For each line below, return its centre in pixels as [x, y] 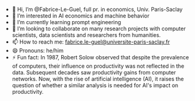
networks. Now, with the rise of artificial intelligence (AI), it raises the [98, 79]
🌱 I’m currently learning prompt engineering [66, 22]
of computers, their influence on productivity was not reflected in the [98, 66]
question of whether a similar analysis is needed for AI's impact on [95, 85]
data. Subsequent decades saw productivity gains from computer [94, 72]
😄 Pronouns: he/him [38, 50]
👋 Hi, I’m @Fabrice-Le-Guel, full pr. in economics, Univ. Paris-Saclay [97, 9]
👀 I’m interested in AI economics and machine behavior [81, 16]
